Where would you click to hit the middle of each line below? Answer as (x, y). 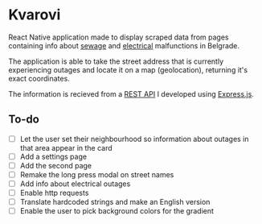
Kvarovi (35, 15)
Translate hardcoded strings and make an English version (115, 202)
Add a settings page (53, 156)
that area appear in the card (66, 147)
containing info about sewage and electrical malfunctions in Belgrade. (124, 45)
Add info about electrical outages (75, 184)
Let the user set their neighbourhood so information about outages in (134, 139)
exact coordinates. (39, 78)
